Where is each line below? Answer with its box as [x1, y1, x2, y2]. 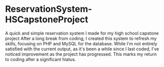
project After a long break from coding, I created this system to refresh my [5, 35, 157, 41]
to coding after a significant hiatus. [5, 56, 76, 62]
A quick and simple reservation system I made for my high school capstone [5, 30, 159, 36]
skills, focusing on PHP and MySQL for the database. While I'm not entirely [5, 40, 158, 46]
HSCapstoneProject [5, 14, 88, 25]
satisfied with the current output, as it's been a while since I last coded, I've [5, 46, 160, 52]
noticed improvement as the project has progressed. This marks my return [5, 51, 157, 57]
